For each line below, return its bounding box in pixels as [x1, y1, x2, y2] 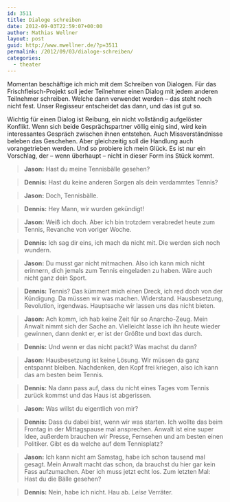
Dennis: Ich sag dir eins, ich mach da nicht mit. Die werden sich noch [23, 238, 220, 247]
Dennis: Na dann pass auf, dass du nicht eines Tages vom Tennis [23, 383, 209, 392]
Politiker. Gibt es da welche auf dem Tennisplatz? [23, 440, 163, 448]
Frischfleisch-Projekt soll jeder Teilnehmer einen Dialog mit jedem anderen [7, 87, 218, 95]
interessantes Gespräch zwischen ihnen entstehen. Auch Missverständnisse [7, 130, 223, 138]
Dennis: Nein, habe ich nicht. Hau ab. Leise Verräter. [23, 488, 173, 496]
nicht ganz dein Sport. [23, 274, 87, 282]
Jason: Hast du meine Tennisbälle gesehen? [23, 165, 150, 173]
